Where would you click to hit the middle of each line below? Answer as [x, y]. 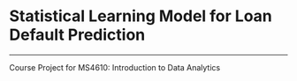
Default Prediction [77, 35]
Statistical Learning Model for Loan [141, 16]
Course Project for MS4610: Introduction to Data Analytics [115, 67]
